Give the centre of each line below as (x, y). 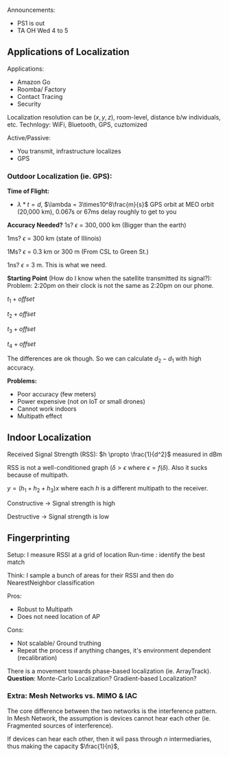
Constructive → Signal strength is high (61, 503)
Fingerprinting (38, 538)
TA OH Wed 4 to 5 (43, 31)
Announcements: (31, 10)
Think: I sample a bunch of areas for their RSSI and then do (91, 575)
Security (29, 104)
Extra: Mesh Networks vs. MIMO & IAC (72, 696)
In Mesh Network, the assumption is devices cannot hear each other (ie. (109, 718)
